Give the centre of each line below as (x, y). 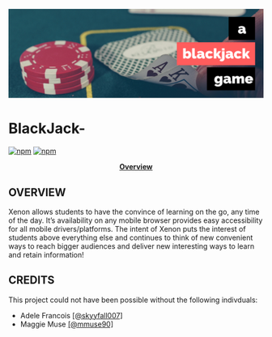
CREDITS (32, 280)
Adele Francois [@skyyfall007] (71, 315)
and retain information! (47, 254)
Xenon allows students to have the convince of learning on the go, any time (134, 211)
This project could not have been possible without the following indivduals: (133, 300)
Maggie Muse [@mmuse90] (66, 324)
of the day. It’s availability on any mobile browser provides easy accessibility (136, 220)
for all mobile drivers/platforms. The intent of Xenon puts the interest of (127, 228)
